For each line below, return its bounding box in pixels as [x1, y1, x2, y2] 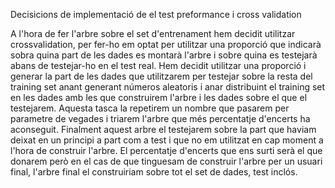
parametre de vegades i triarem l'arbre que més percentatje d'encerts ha [10, 113, 311, 124]
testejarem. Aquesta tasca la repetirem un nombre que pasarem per [10, 102, 290, 114]
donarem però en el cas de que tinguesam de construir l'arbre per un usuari [10, 155, 323, 167]
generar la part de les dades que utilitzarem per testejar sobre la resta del [10, 70, 313, 82]
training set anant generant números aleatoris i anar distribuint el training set [10, 81, 326, 93]
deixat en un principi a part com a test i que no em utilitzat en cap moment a [10, 134, 324, 146]
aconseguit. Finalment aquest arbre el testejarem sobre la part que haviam [10, 124, 317, 135]
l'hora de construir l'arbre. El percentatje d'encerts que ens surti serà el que [10, 145, 323, 156]
